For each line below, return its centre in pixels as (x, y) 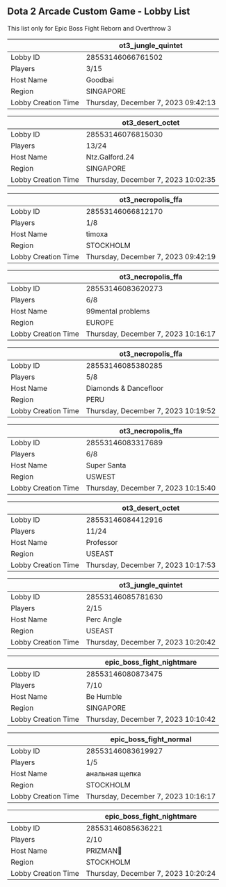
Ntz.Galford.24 (110, 157)
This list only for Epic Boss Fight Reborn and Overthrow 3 (89, 28)
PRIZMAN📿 (104, 851)
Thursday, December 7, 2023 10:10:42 (151, 719)
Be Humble (104, 696)
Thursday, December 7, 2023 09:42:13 (151, 102)
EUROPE (100, 322)
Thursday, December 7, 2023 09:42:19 (151, 256)
